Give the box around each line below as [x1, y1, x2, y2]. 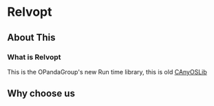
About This [7, 32, 56, 43]
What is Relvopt [7, 52, 61, 62]
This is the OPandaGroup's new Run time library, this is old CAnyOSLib [7, 67, 208, 76]
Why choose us [7, 87, 76, 100]
